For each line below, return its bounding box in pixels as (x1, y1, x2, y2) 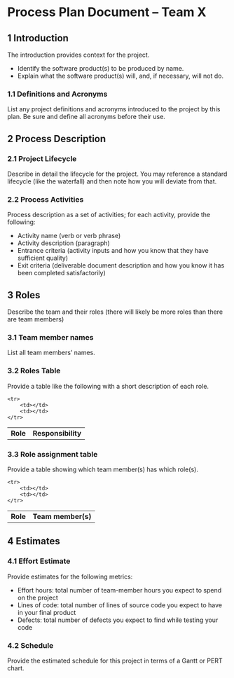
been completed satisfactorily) (17, 269, 106, 277)
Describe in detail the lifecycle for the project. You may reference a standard (7, 169, 228, 178)
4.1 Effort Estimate (7, 556, 71, 566)
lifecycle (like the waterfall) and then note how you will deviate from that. (7, 177, 217, 186)
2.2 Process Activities (7, 194, 84, 204)
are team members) (7, 315, 64, 324)
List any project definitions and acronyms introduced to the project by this (7, 105, 221, 113)
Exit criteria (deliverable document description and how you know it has (17, 261, 225, 270)
